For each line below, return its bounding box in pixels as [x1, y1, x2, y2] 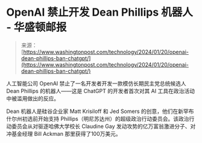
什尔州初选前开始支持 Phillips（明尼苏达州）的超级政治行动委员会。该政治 [6, 115, 189, 122]
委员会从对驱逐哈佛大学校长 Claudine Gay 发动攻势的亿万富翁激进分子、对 [11, 123, 196, 130]
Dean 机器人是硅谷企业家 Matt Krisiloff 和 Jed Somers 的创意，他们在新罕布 [6, 108, 194, 115]
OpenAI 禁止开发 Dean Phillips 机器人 [6, 5, 193, 19]
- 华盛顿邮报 [6, 20, 67, 34]
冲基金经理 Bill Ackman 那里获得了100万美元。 [6, 130, 122, 137]
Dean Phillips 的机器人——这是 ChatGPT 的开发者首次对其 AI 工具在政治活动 [6, 87, 195, 94]
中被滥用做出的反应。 [6, 94, 59, 102]
